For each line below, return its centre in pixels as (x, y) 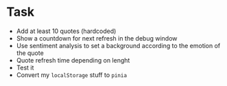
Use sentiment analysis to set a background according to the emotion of (118, 45)
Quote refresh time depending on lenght (73, 60)
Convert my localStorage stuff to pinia (72, 75)
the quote (30, 53)
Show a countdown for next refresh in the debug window (97, 38)
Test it (25, 67)
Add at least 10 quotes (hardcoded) (66, 31)
